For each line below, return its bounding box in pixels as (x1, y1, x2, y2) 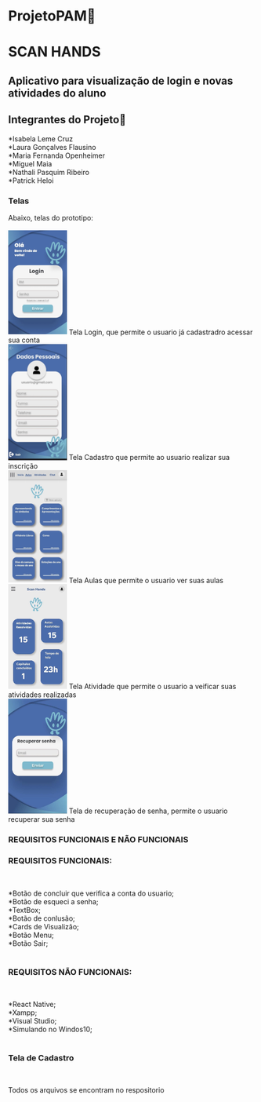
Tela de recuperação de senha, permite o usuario (68, 806, 228, 816)
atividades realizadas (8, 690, 77, 699)
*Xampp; (8, 1008, 38, 1017)
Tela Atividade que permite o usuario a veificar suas (68, 682, 237, 691)
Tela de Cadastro (8, 1052, 74, 1063)
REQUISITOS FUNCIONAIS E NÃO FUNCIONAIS (8, 834, 189, 845)
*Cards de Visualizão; (8, 921, 80, 931)
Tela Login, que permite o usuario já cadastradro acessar (68, 327, 253, 337)
